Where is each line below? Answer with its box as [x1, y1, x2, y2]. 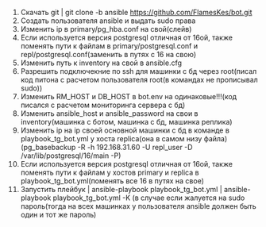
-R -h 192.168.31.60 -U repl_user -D [77, 143, 193, 152]
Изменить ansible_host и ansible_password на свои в [20, 109, 199, 118]
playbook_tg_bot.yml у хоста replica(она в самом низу [20, 134, 202, 143]
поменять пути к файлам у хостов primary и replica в [20, 167, 199, 177]
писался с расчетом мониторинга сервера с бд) [20, 100, 186, 110]
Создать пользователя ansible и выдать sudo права [20, 16, 196, 25]
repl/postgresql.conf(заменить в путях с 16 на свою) [20, 50, 197, 59]
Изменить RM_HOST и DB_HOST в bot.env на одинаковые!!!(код [20, 92, 237, 101]
